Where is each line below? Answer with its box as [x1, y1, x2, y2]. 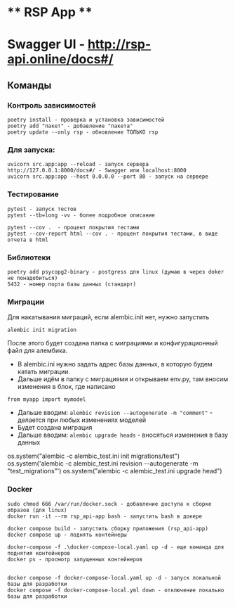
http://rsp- [87, 37, 152, 53]
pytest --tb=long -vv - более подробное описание [7, 212, 156, 219]
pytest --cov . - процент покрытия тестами [7, 224, 140, 231]
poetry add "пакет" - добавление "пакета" [7, 122, 133, 130]
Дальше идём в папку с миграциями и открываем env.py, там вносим [17, 375, 229, 383]
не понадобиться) [7, 274, 58, 281]
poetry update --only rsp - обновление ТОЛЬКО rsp [7, 129, 159, 136]
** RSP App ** [7, 4, 93, 20]
